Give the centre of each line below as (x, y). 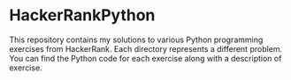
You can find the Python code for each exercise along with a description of (145, 58)
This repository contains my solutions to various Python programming (136, 40)
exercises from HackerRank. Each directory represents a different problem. (146, 48)
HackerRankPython (82, 15)
